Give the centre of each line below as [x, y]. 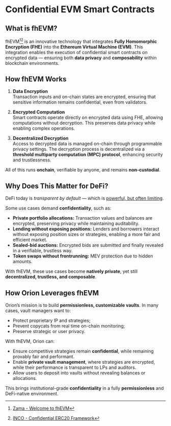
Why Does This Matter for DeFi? [57, 186]
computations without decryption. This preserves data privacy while [84, 123]
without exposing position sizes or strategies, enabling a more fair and [86, 234]
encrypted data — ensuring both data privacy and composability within [81, 58]
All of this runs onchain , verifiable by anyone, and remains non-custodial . [83, 170]
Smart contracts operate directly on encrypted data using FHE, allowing [88, 117]
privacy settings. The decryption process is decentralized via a [79, 149]
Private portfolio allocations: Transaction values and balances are [82, 218]
